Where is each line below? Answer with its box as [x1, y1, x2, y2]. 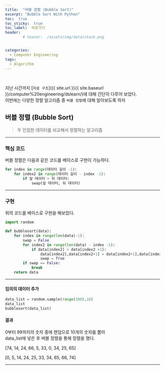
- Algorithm [9, 61, 34, 66]
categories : [5, 48, 29, 53]
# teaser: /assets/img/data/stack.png [23, 35, 105, 40]
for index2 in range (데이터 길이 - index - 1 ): [14, 171, 106, 177]
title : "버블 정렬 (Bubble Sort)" [5, 7, 74, 12]
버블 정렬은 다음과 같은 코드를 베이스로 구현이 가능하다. [5, 157, 110, 163]
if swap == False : [23, 261, 60, 266]
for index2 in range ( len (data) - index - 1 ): [23, 242, 115, 247]
